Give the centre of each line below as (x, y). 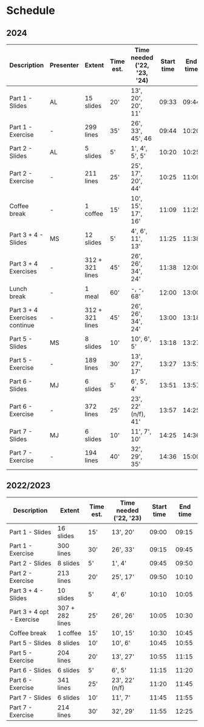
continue (22, 325)
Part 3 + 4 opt (29, 612)
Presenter (64, 65)
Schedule (31, 11)
